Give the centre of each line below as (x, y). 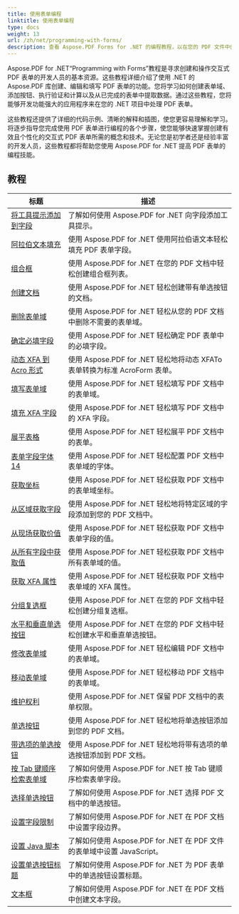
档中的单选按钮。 (97, 803)
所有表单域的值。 (97, 563)
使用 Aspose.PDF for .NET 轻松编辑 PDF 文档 (142, 648)
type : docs (23, 27)
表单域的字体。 (93, 466)
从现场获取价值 (36, 533)
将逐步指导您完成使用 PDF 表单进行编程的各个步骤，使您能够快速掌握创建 (115, 128)
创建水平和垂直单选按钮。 (118, 635)
